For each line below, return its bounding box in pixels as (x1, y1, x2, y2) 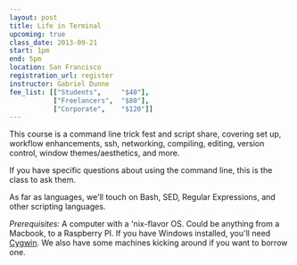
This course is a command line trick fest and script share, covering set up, (9, 128, 282, 139)
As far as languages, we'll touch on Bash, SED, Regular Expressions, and (9, 192, 276, 203)
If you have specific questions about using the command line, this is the (9, 165, 273, 176)
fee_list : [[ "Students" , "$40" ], (9, 87, 150, 96)
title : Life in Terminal (9, 21, 102, 30)
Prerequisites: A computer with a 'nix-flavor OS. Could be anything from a (9, 219, 280, 229)
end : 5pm (9, 54, 42, 63)
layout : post (9, 12, 58, 22)
